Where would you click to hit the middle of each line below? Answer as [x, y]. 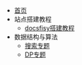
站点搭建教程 [33, 19]
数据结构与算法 [36, 37]
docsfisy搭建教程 [49, 28]
